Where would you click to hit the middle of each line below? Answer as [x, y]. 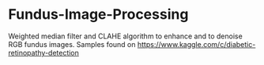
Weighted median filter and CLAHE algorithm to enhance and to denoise [125, 36]
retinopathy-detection [43, 52]
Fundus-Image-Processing [98, 14]
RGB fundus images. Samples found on [72, 44]
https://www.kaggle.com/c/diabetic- [196, 44]
